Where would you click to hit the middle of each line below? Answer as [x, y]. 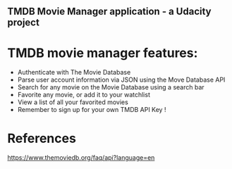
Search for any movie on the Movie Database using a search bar [111, 87]
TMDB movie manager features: [103, 53]
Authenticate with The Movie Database [74, 73]
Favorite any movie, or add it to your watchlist [84, 95]
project [24, 23]
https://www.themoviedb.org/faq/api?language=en [81, 158]
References [42, 138]
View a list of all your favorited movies [73, 102]
